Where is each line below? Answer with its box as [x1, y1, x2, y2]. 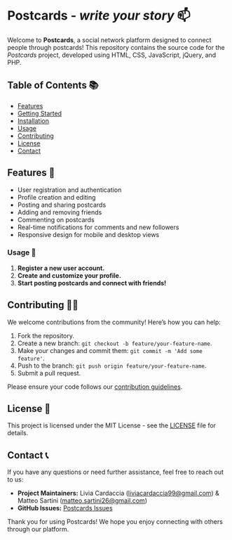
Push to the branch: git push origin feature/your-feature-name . [17, 361, 207, 370]
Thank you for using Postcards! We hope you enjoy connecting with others [7, 517, 223, 526]
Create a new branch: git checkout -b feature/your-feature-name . [17, 339, 212, 347]
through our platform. [7, 525, 69, 534]
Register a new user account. [17, 264, 105, 272]
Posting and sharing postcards [17, 200, 107, 209]
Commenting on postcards [17, 215, 95, 224]
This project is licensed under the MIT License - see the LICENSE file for [7, 421, 216, 430]
